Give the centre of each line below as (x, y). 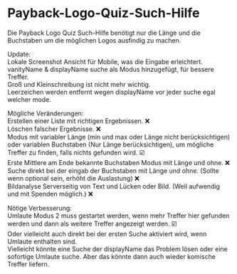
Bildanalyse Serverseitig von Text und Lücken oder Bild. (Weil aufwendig (114, 186)
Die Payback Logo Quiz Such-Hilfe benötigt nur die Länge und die (104, 33)
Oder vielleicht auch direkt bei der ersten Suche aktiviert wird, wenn (107, 233)
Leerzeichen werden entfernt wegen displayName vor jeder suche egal (111, 92)
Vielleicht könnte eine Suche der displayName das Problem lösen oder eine (117, 249)
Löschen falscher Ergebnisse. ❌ (54, 129)
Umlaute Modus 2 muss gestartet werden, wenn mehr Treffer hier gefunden (118, 216)
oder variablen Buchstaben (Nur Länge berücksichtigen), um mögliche (111, 144)
